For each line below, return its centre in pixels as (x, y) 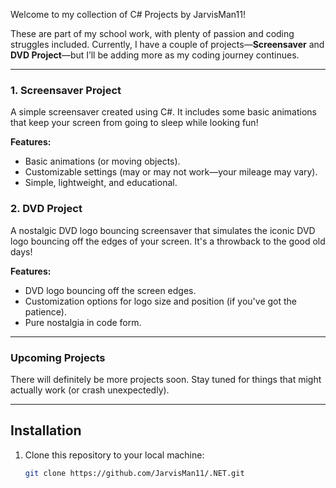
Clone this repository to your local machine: (114, 455)
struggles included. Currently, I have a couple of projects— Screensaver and (167, 44)
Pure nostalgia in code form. (83, 322)
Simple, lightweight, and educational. (101, 183)
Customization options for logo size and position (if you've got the (161, 301)
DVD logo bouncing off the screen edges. (110, 290)
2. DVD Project (46, 209)
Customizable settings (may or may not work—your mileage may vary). (171, 172)
